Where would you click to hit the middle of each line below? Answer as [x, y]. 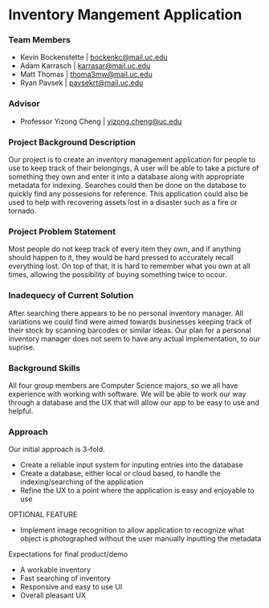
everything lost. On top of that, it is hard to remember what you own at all [129, 266]
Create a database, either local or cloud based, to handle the [120, 473]
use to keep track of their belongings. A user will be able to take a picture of [134, 168]
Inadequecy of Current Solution [71, 296]
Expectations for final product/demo [68, 554]
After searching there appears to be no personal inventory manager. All [126, 313]
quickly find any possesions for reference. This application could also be [128, 194]
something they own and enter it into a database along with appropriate [126, 177]
